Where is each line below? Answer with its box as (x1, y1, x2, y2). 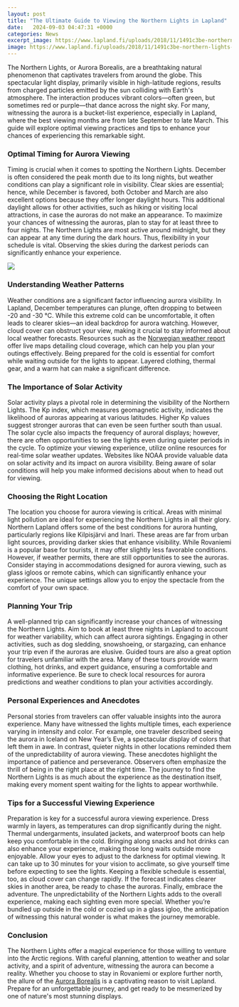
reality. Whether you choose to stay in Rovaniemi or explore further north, (7, 969, 223, 978)
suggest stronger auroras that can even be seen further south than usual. (7, 420, 223, 429)
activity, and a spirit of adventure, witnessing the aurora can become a (7, 961, 215, 970)
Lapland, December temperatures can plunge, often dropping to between (7, 304, 222, 312)
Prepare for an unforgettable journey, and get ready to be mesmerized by (7, 984, 223, 993)
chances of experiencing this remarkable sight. (7, 131, 146, 140)
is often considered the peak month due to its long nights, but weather (7, 172, 213, 182)
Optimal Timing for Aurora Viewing (7, 149, 130, 159)
